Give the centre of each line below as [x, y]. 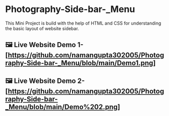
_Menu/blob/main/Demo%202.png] [63, 107]
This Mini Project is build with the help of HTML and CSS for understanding [83, 23]
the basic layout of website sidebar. [42, 28]
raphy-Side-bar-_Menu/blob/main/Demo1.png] [80, 63]
